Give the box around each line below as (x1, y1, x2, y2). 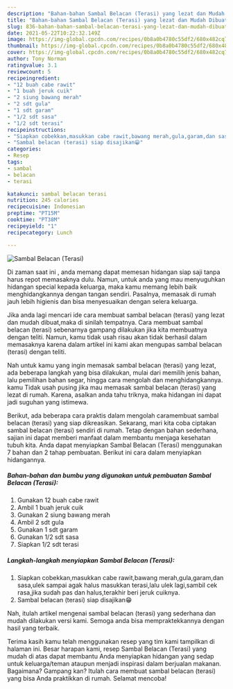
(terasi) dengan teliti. (7, 348, 67, 356)
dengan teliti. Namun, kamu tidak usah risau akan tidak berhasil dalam (7, 332, 207, 341)
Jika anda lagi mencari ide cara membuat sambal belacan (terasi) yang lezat (7, 310, 225, 319)
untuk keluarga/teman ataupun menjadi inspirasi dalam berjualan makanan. (7, 660, 222, 668)
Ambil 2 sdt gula (17, 518, 64, 527)
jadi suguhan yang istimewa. (7, 398, 89, 406)
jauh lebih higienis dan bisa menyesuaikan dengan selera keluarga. (7, 297, 198, 305)
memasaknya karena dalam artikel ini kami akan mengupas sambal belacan (7, 340, 222, 348)
